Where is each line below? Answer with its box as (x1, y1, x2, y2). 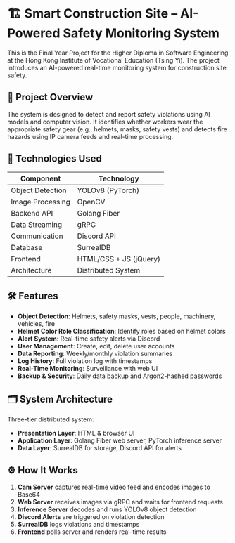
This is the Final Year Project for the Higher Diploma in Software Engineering (7, 48, 229, 57)
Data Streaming (11, 219, 63, 229)
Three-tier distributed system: (7, 415, 94, 424)
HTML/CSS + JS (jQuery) (77, 254, 160, 263)
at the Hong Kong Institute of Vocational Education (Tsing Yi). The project (7, 55, 220, 64)
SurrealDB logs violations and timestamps (17, 521, 140, 528)
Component (20, 174, 61, 183)
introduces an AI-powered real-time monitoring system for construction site (7, 63, 227, 72)
